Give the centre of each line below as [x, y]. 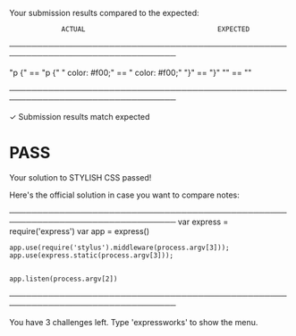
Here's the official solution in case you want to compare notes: [124, 195]
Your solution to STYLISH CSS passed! [80, 177]
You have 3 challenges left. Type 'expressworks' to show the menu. [134, 322]
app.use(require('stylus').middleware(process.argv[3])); [119, 248]
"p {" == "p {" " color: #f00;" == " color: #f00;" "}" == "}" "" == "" [131, 72]
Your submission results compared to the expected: [104, 13]
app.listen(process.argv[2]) [63, 279]
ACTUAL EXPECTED [156, 29]
